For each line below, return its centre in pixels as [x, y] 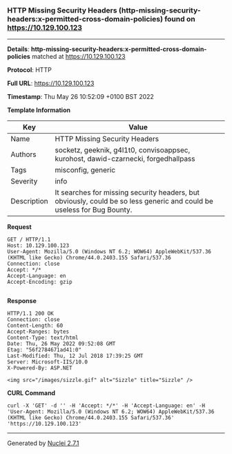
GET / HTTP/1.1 [29, 240]
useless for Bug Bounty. [94, 210]
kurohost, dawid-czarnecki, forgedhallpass [125, 159]
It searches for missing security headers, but [127, 192]
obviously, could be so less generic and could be [134, 201]
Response [22, 301]
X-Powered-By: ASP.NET [40, 368]
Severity [24, 181]
